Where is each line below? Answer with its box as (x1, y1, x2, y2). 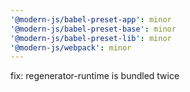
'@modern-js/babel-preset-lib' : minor (10, 33, 172, 43)
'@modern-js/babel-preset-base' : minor (10, 24, 177, 34)
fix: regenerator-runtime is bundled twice (10, 70, 180, 82)
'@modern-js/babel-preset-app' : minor (10, 14, 172, 25)
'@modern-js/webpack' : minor (10, 42, 132, 53)
